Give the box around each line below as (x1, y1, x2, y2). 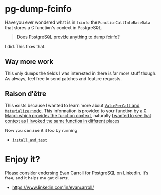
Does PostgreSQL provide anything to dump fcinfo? (16, 34, 120, 40)
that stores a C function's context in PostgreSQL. (5, 24, 103, 30)
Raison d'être (5, 90, 46, 98)
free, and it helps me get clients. (5, 175, 69, 180)
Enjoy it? (5, 154, 40, 164)
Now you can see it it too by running (5, 127, 78, 133)
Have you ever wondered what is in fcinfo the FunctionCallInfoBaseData (5, 19, 151, 25)
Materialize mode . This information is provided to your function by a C (5, 108, 147, 114)
